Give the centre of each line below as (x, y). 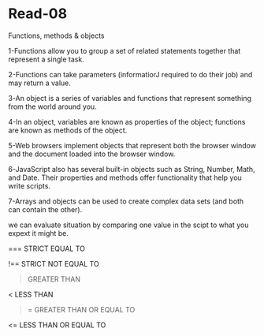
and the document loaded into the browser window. (92, 154)
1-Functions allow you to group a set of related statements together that (125, 50)
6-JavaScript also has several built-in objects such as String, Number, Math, (132, 169)
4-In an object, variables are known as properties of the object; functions (127, 121)
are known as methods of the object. (68, 130)
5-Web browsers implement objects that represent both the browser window (132, 145)
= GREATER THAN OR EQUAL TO (81, 309)
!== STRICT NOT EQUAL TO (54, 263)
